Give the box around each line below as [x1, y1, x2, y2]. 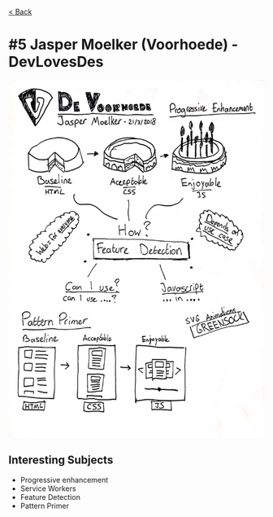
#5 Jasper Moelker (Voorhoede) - [8, 36, 239, 54]
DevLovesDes [8, 53, 104, 72]
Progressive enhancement [19, 475, 109, 484]
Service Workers [19, 484, 76, 493]
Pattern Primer [19, 501, 69, 510]
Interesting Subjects [8, 453, 114, 467]
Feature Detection [19, 492, 81, 502]
